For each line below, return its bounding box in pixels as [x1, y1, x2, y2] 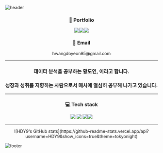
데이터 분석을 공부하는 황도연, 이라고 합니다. [33, 68, 130, 75]
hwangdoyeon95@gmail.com [52, 50, 111, 56]
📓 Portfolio [68, 16, 95, 23]
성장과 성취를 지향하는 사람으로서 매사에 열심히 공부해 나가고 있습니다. [5, 82, 158, 89]
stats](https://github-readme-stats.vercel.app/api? [48, 128, 149, 134]
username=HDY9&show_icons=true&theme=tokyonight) [25, 134, 138, 139]
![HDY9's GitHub [14, 128, 48, 134]
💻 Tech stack [65, 101, 98, 107]
